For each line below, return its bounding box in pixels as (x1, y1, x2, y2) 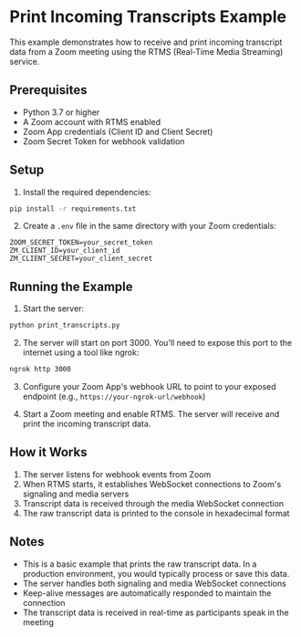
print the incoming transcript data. (22, 418, 151, 429)
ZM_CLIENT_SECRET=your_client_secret (9, 254, 153, 264)
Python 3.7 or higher (22, 107, 100, 118)
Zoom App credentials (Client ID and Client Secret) (22, 126, 213, 137)
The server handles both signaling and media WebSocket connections (22, 578, 287, 589)
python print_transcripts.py (9, 321, 120, 330)
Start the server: (22, 303, 85, 314)
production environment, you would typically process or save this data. (22, 568, 290, 579)
